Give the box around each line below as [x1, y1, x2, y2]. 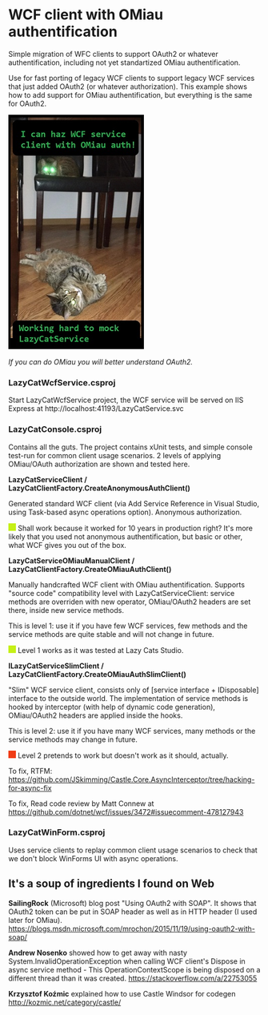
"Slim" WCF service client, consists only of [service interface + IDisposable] [8, 685, 259, 695]
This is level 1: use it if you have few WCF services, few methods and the [8, 621, 248, 630]
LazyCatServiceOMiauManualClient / [8, 555, 135, 566]
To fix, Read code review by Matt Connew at [8, 799, 154, 808]
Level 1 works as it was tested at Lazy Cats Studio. [17, 645, 184, 655]
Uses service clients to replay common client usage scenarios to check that [8, 845, 258, 855]
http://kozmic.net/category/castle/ [8, 997, 122, 1007]
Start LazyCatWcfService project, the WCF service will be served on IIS [8, 395, 244, 405]
